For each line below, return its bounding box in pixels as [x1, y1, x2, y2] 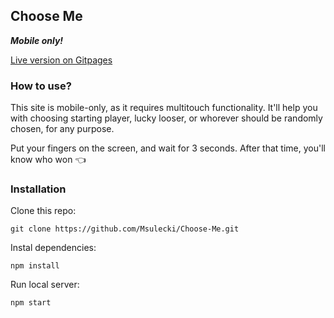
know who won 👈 [10, 154, 87, 166]
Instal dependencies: [10, 242, 97, 254]
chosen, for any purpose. [10, 123, 115, 135]
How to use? [10, 79, 72, 93]
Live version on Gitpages [10, 54, 113, 66]
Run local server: [10, 279, 80, 291]
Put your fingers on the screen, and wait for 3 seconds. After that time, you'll [10, 142, 326, 154]
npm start [10, 298, 52, 308]
